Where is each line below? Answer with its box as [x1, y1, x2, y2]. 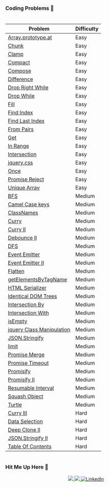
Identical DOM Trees [8, 293, 57, 300]
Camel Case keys [8, 201, 50, 208]
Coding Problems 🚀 [5, 5, 54, 12]
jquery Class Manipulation [8, 326, 71, 333]
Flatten [8, 268, 25, 275]
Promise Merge [8, 351, 45, 359]
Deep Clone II [8, 426, 41, 434]
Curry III [8, 409, 27, 417]
